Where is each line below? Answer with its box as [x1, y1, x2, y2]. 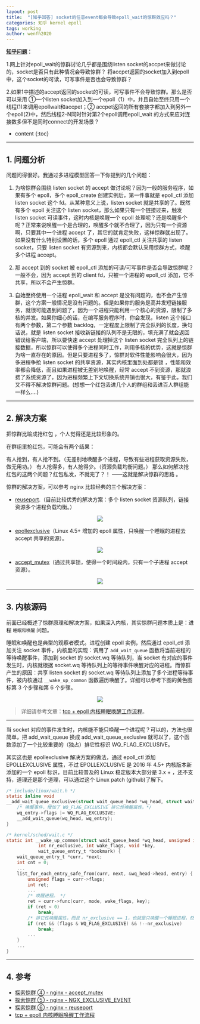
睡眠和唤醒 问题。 [12, 626, 52, 633]
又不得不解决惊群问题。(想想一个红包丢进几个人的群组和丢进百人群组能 [14, 381, 189, 388]
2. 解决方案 [6, 413, 47, 424]
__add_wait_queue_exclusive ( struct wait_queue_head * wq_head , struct [6, 799, 183, 805]
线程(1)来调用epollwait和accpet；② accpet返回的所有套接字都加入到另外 [6, 103, 186, 110]
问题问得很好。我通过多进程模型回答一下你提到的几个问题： [6, 171, 152, 178]
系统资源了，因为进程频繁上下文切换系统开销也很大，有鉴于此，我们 [25, 374, 192, 381]
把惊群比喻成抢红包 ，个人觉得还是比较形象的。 [6, 430, 123, 437]
